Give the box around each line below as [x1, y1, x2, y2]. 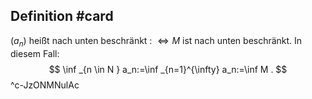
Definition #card [10, 8, 114, 25]
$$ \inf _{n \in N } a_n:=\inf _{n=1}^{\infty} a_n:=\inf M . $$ [48, 63, 288, 75]
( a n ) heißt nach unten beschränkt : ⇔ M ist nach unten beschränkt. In [10, 34, 303, 49]
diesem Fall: [10, 47, 60, 59]
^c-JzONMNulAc [10, 79, 80, 91]
